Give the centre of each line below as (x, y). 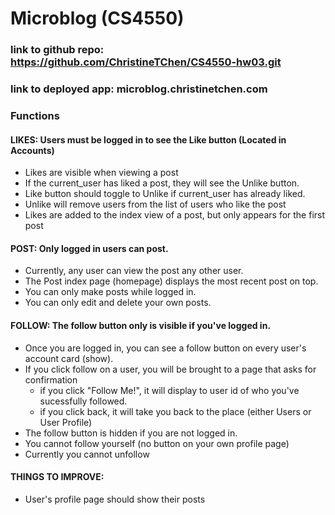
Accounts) (32, 150)
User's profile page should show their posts (115, 499)
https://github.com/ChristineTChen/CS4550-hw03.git (146, 62)
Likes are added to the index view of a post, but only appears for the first (175, 215)
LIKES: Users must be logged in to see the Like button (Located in (148, 139)
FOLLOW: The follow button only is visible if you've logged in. (141, 325)
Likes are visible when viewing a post (101, 173)
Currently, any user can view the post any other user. (134, 271)
